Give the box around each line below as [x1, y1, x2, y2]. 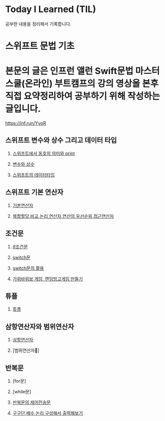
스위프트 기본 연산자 [5, 188, 64, 197]
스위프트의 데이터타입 [12, 171, 55, 177]
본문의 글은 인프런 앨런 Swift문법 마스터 [5, 66, 160, 77]
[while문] [12, 388, 31, 394]
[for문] [12, 378, 26, 384]
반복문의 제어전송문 [12, 399, 51, 405]
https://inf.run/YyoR [5, 120, 46, 127]
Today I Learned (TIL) [5, 4, 96, 15]
